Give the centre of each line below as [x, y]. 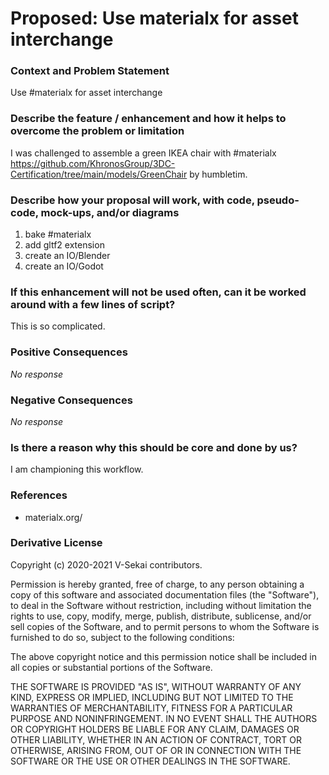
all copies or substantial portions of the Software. [111, 667]
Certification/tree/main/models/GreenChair [99, 174]
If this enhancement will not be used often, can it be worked [158, 292]
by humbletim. [218, 174]
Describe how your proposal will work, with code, [132, 200]
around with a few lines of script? [93, 304]
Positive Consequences [69, 352]
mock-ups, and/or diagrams [110, 212]
